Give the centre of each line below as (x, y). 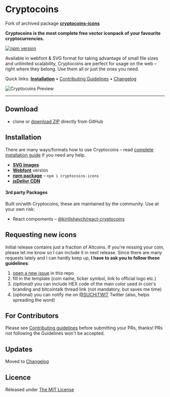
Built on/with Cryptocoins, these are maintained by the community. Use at (82, 204)
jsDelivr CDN (26, 181)
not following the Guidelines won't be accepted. (55, 333)
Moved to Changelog (27, 362)
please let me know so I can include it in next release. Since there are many (84, 252)
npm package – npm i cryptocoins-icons (56, 175)
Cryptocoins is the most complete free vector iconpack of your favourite (83, 33)
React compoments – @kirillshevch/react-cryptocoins (69, 219)
